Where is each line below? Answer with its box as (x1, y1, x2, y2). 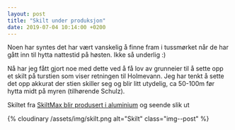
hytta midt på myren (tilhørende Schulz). (7, 87, 125, 96)
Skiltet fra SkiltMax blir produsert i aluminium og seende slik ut (7, 101, 190, 109)
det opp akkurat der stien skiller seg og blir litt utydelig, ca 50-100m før (7, 80, 214, 88)
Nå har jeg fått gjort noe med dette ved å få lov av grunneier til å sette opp (7, 65, 224, 73)
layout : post (7, 10, 46, 18)
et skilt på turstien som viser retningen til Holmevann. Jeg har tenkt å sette (7, 72, 224, 80)
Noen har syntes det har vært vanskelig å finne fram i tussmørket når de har (7, 43, 229, 52)
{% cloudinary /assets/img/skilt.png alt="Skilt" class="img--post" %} (7, 114, 210, 123)
